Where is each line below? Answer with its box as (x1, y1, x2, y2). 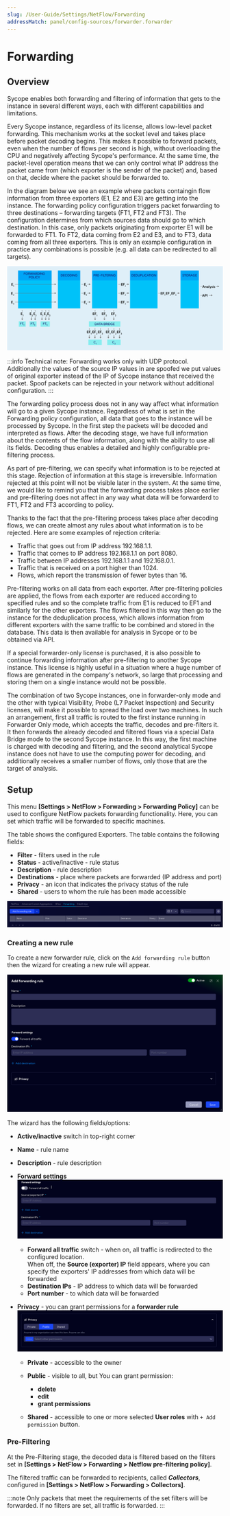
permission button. (27, 1420, 80, 1428)
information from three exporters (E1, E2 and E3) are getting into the (7, 194, 199, 202)
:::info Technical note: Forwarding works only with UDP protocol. (7, 357, 189, 365)
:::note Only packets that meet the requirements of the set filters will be (7, 1494, 208, 1502)
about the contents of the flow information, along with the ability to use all (7, 436, 216, 444)
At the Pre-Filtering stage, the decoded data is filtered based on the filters (7, 1453, 216, 1461)
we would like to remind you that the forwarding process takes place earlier (7, 486, 220, 494)
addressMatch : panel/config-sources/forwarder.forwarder (7, 18, 173, 25)
